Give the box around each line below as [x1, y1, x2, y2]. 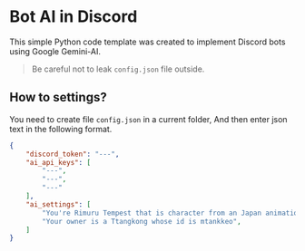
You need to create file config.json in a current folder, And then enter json [9, 113, 288, 124]
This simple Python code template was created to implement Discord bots [9, 36, 286, 47]
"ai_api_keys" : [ [25, 158, 92, 167]
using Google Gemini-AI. [9, 45, 102, 56]
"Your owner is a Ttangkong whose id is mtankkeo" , [42, 217, 242, 226]
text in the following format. [9, 123, 113, 134]
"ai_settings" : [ [25, 199, 92, 209]
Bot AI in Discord [9, 6, 138, 27]
